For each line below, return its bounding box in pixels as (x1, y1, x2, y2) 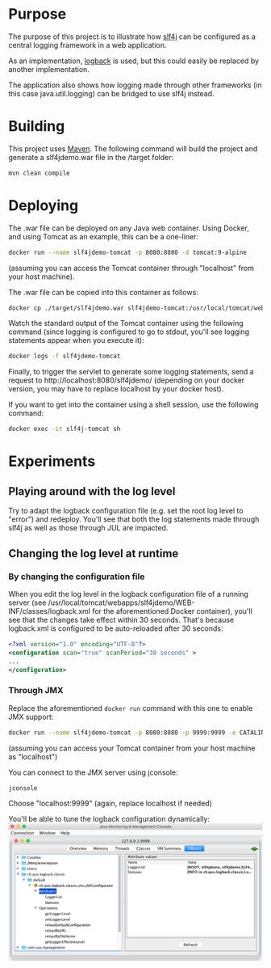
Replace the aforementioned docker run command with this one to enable (8, 703, 253, 712)
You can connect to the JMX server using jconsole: (8, 767, 178, 777)
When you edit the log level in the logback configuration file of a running (8, 589, 248, 598)
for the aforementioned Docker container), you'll (92, 606, 252, 615)
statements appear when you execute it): (8, 336, 144, 345)
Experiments (8, 452, 96, 471)
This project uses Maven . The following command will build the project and (8, 143, 258, 154)
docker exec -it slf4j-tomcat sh (8, 425, 121, 433)
